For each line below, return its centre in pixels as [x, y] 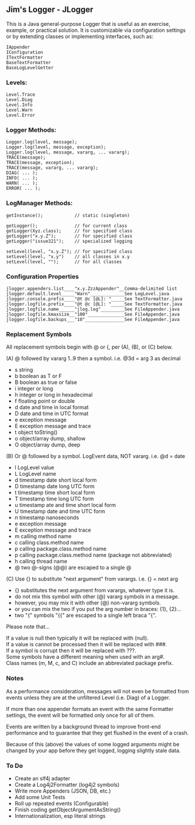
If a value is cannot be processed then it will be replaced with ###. [87, 644]
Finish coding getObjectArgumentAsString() [68, 809]
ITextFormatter [25, 57]
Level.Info [19, 105]
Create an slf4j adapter [42, 778]
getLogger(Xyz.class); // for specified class [69, 231]
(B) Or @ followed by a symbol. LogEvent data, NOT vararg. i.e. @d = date [96, 456]
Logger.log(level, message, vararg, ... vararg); [68, 152]
